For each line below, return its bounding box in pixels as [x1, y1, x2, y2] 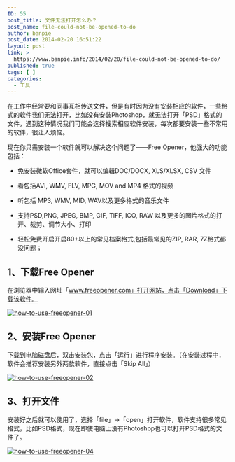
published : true [7, 62, 55, 69]
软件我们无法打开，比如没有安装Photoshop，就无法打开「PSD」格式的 [19, 111, 222, 119]
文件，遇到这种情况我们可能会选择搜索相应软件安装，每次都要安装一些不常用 [7, 120, 228, 128]
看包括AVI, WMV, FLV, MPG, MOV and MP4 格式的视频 [17, 181, 173, 190]
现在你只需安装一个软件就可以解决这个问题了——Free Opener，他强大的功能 [7, 143, 227, 151]
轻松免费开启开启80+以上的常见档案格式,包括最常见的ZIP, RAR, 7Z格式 [17, 235, 220, 244]
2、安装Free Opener [7, 330, 97, 343]
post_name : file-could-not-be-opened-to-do [7, 23, 136, 30]
